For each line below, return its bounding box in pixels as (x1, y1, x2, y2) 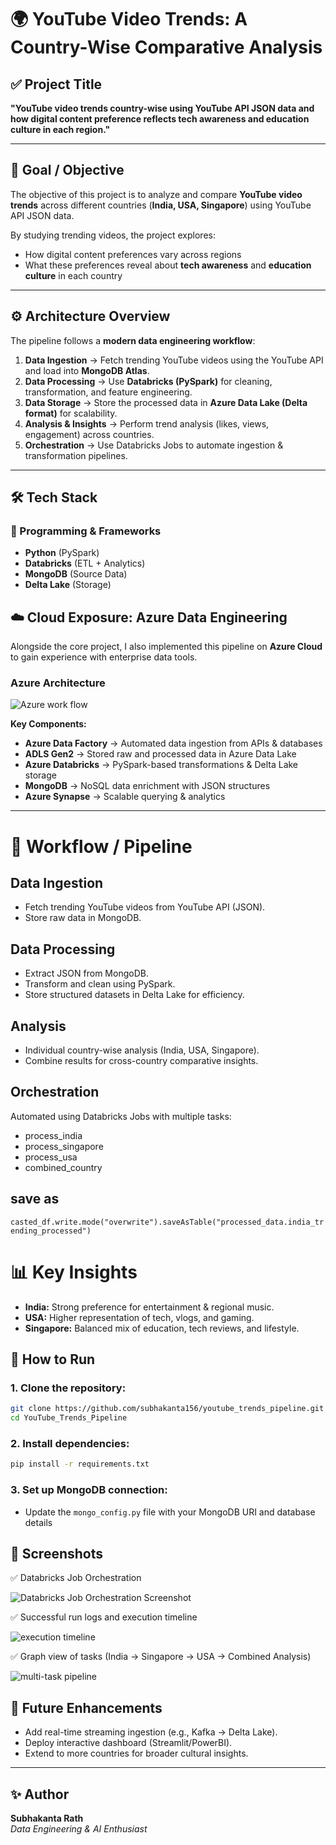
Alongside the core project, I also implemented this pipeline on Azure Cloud (10, 641, 323, 653)
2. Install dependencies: (10, 1436, 130, 1450)
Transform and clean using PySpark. (24, 978, 176, 990)
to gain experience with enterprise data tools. (10, 651, 198, 663)
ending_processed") (10, 1226, 92, 1236)
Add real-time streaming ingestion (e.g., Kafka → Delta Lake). (24, 1726, 278, 1738)
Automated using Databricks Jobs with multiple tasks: (10, 1110, 232, 1122)
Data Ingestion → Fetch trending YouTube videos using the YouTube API (24, 354, 324, 366)
